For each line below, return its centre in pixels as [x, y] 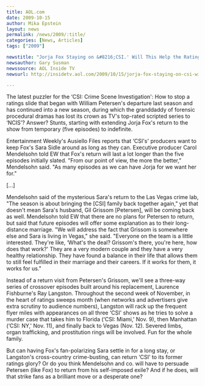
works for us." [24, 269]
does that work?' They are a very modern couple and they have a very [95, 249]
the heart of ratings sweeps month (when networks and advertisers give [97, 300]
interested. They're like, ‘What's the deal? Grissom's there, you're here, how [102, 242]
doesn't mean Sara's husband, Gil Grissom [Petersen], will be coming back [100, 210]
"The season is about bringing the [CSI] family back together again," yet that [102, 204]
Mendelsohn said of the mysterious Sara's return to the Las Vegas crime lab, [103, 197]
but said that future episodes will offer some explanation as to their [90, 223]
